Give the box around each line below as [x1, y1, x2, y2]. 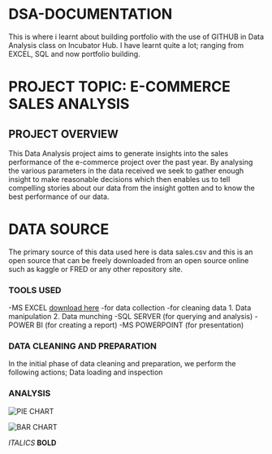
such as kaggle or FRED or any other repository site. [8, 264, 183, 274]
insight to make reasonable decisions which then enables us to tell [8, 174, 231, 184]
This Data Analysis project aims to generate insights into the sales [8, 148, 229, 158]
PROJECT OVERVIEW [8, 127, 119, 141]
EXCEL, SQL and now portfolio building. [8, 49, 140, 58]
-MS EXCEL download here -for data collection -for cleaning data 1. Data [8, 303, 252, 313]
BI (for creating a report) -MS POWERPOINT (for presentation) [36, 320, 244, 330]
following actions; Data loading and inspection [8, 367, 163, 378]
